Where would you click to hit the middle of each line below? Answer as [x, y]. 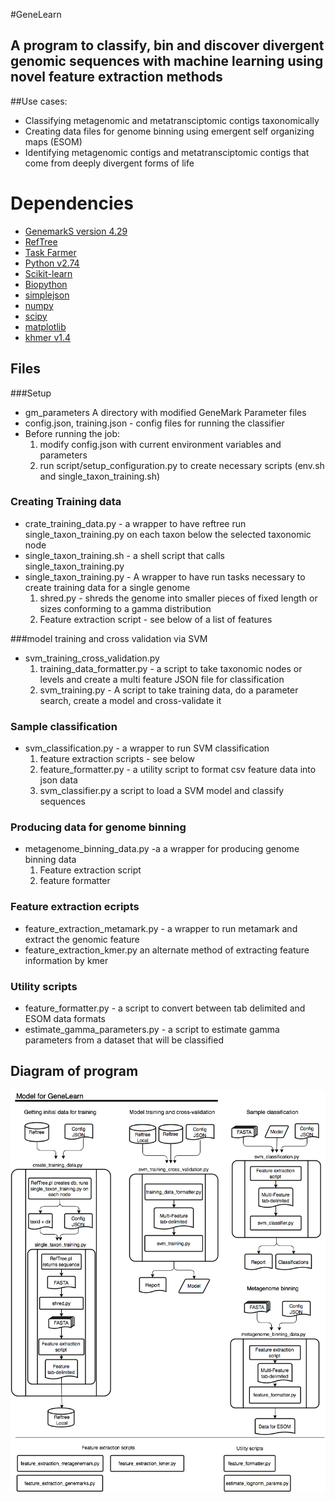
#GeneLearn [36, 14]
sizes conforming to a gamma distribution [125, 608]
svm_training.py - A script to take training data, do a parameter [169, 690]
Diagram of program [74, 1071]
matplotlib [45, 326]
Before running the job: [72, 433]
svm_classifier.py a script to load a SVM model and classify [162, 791]
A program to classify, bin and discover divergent [167, 45]
